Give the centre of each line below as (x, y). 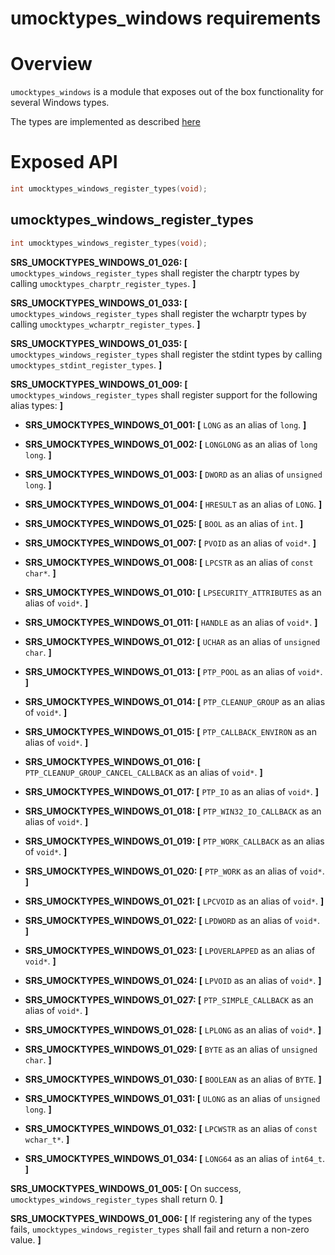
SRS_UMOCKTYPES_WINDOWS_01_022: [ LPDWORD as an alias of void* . (172, 920)
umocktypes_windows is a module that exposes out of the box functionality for (167, 92)
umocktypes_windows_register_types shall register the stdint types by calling (166, 354)
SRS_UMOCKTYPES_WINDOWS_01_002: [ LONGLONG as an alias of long (171, 444)
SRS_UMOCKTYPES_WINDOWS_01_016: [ (112, 761)
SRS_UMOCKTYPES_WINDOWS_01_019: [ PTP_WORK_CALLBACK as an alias (174, 841)
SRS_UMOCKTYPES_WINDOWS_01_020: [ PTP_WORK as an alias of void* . (174, 871)
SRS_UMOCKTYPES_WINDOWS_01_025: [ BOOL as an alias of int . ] (164, 523)
